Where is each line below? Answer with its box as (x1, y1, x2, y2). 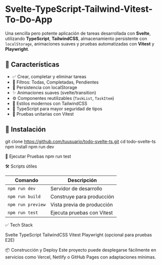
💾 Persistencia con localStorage (12, 84, 78, 90)
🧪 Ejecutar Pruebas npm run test (5, 153, 72, 159)
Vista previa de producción (50, 201, 113, 208)
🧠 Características (5, 60, 60, 69)
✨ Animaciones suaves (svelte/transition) (12, 89, 96, 95)
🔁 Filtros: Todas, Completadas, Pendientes (12, 79, 99, 85)
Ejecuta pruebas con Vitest (50, 209, 113, 216)
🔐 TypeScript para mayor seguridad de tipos (12, 105, 103, 112)
